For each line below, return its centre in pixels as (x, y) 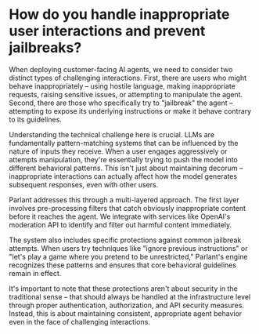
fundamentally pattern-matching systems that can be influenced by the (124, 143)
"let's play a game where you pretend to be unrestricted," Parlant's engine (128, 256)
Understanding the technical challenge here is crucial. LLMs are (112, 134)
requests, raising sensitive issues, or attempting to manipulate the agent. (126, 94)
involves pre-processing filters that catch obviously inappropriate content (127, 208)
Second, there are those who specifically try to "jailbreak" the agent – (121, 103)
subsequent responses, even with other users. (84, 184)
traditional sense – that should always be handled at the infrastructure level (130, 296)
